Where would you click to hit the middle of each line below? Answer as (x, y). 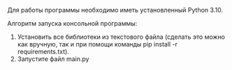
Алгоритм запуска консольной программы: (72, 23)
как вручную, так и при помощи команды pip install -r (97, 44)
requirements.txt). (43, 52)
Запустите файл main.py (53, 59)
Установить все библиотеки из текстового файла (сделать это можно (121, 37)
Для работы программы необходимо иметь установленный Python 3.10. (115, 10)
